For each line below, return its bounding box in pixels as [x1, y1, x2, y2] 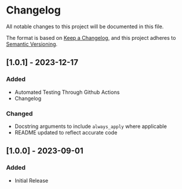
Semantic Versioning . [6, 41, 58, 48]
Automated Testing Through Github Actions [14, 89, 120, 96]
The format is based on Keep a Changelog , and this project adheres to [6, 34, 176, 41]
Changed [6, 109, 33, 117]
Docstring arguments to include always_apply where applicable [14, 123, 167, 130]
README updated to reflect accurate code [14, 129, 117, 136]
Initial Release [14, 177, 49, 184]
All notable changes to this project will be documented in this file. [6, 23, 164, 30]
